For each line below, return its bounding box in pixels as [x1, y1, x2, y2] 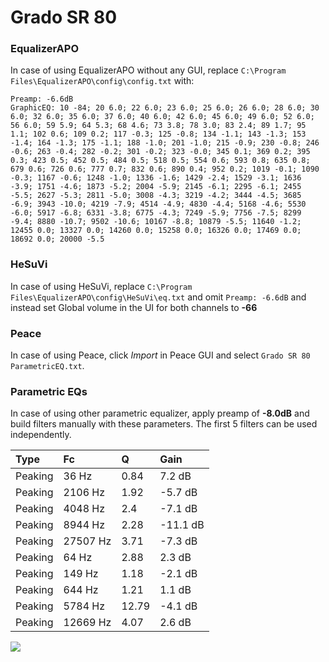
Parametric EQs [10, 385, 88, 398]
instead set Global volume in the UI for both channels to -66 [10, 301, 258, 313]
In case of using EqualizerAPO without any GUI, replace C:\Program [10, 64, 287, 76]
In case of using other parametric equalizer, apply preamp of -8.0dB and [10, 407, 310, 420]
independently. [10, 429, 72, 441]
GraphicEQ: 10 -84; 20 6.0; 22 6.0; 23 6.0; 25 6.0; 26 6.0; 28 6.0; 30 [10, 103, 320, 113]
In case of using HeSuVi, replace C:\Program [10, 280, 193, 292]
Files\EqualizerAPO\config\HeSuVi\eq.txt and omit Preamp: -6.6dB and [10, 291, 307, 303]
